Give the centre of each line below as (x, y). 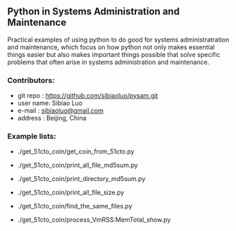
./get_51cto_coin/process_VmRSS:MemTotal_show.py (94, 220)
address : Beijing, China (52, 118)
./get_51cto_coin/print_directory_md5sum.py (81, 179)
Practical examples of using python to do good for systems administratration (118, 39)
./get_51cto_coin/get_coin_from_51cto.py (76, 151)
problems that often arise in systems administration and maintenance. (108, 62)
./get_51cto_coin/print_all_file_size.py (71, 192)
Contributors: (31, 80)
